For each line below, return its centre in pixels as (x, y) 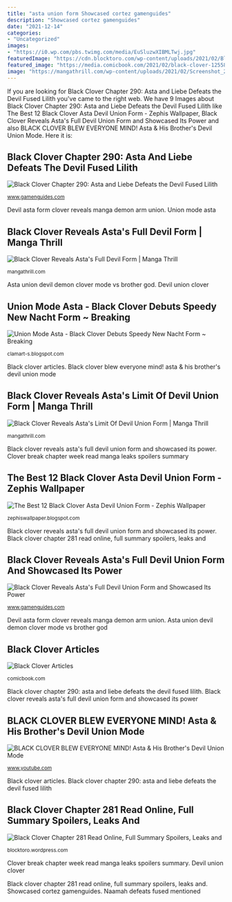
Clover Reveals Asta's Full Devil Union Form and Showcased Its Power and (113, 120)
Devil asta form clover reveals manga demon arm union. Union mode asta (112, 210)
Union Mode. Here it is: (40, 135)
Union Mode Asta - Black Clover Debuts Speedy (112, 306)
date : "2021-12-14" (35, 26)
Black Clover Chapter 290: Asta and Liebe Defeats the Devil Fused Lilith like (115, 106)
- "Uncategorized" (33, 39)
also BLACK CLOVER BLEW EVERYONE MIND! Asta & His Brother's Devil (110, 128)
